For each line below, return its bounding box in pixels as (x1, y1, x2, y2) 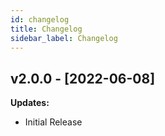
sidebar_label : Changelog (10, 33, 118, 43)
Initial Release (24, 116, 83, 128)
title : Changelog (10, 24, 83, 34)
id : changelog (10, 14, 70, 25)
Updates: (10, 97, 50, 109)
